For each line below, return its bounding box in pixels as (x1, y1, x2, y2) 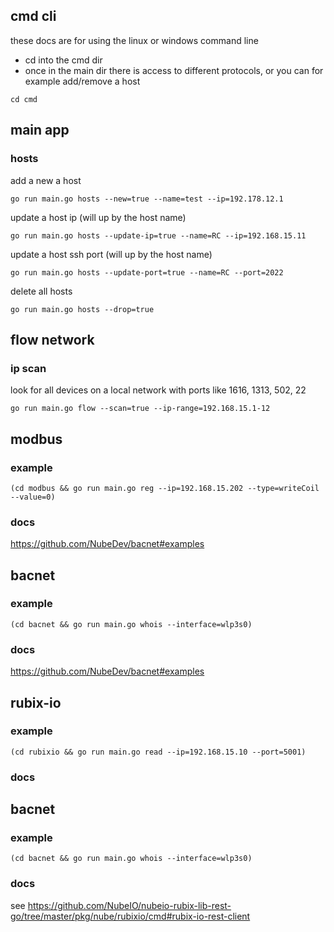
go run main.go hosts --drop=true (10, 304, 155, 314)
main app (10, 122, 70, 139)
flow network (10, 331, 95, 348)
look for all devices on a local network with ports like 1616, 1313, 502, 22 (10, 384, 307, 396)
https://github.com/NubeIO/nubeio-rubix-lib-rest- (27, 899, 232, 911)
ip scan (10, 361, 47, 375)
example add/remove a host (24, 75, 141, 87)
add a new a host (10, 174, 82, 186)
